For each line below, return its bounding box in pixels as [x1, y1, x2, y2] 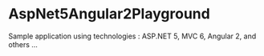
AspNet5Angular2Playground [8, 5, 210, 23]
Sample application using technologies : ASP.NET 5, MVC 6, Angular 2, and [8, 31, 257, 41]
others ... [8, 39, 39, 49]
